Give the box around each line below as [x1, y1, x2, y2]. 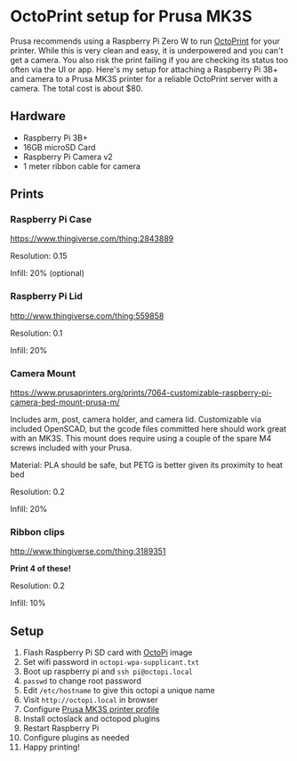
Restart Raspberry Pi [22, 723, 100, 733]
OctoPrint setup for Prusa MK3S [10, 6, 253, 27]
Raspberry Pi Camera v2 [22, 151, 114, 162]
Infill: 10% [10, 598, 46, 609]
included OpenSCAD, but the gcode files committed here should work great [10, 424, 287, 434]
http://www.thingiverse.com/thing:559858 [10, 310, 165, 321]
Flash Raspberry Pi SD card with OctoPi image [22, 647, 193, 658]
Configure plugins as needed [22, 733, 130, 743]
